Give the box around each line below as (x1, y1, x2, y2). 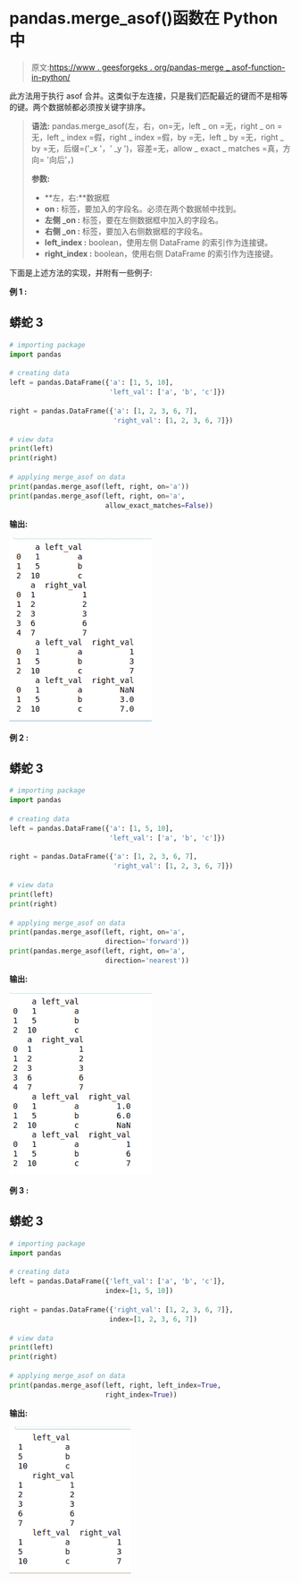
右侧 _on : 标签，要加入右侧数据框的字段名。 (44, 226, 208, 236)
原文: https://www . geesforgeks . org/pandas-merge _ (30, 62, 230, 73)
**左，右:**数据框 (44, 192, 110, 202)
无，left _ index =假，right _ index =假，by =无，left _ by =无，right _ (30, 132, 284, 142)
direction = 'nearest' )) (104, 956, 190, 965)
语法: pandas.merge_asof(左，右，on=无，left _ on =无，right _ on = (30, 120, 283, 131)
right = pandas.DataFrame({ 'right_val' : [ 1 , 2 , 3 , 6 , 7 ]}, (9, 1305, 234, 1314)
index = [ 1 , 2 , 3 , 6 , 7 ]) (108, 1314, 198, 1323)
